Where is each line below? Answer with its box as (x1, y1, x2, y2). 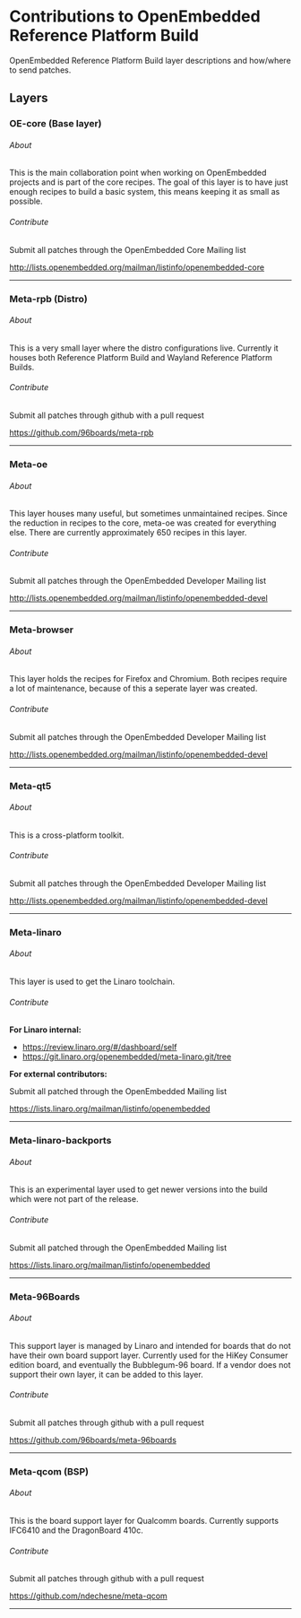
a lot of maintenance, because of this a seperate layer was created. (9, 683, 258, 694)
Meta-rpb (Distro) (9, 292, 88, 305)
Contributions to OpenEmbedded (9, 6, 262, 27)
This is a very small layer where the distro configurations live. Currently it (9, 343, 279, 353)
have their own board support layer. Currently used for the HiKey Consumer (9, 1350, 288, 1361)
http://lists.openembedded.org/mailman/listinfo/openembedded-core (9, 262, 265, 273)
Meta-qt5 (9, 779, 52, 792)
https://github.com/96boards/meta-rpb (9, 427, 154, 438)
